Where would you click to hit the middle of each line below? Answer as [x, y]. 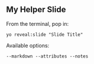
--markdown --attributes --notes [47, 56]
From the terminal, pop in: [38, 23]
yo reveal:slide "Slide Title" [45, 35]
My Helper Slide [36, 10]
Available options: [28, 45]
